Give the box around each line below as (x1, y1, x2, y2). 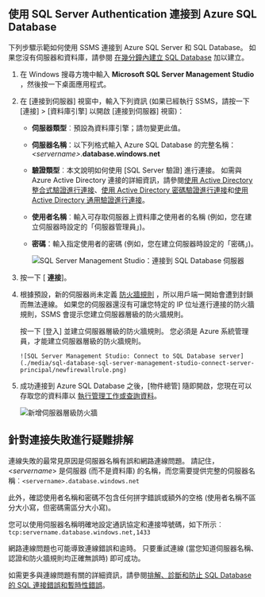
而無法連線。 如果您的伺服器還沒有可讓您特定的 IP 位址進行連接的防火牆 (19, 299, 255, 308)
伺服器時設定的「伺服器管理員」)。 (38, 222, 149, 231)
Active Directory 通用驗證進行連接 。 (31, 195, 149, 204)
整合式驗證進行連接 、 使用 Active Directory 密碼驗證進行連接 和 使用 (31, 185, 248, 195)
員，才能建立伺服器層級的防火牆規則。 (19, 336, 145, 346)
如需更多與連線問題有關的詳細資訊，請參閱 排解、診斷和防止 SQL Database (8, 570, 252, 580)
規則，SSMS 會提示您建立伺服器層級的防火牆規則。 (19, 309, 188, 319)
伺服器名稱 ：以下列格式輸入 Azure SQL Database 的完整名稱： (31, 140, 236, 149)
